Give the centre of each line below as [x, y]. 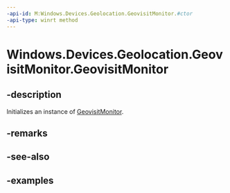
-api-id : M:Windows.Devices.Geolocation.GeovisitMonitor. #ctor [100, 14]
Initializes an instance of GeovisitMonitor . [65, 111]
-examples [30, 180]
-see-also [28, 157]
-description [34, 95]
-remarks [27, 133]
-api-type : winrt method [42, 20]
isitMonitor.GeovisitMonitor [88, 69]
